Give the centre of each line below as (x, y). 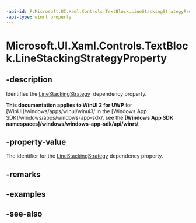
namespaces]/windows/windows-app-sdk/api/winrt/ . (73, 124)
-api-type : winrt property (39, 17)
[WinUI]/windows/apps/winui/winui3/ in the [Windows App (76, 111)
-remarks (23, 174)
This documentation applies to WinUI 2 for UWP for (69, 105)
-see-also (24, 214)
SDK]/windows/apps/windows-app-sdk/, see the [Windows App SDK (90, 117)
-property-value (36, 142)
